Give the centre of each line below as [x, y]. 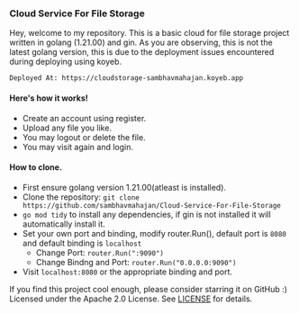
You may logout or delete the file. [84, 137]
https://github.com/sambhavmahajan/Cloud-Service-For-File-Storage [151, 205]
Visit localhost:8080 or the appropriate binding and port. [127, 272]
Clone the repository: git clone [81, 197]
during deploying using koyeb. [66, 62]
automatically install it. [63, 224]
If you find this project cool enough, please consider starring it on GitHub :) [149, 289]
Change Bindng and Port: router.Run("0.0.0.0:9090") [136, 262]
